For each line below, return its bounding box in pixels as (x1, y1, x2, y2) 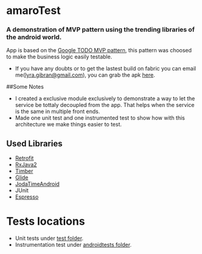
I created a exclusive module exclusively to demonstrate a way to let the (15, 95, 195, 102)
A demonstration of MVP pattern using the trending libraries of (6, 26, 195, 34)
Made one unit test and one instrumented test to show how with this (15, 114, 185, 122)
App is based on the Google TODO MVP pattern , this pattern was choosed (6, 47, 192, 54)
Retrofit (15, 154, 34, 162)
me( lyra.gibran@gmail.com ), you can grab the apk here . (15, 71, 155, 79)
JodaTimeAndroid (15, 180, 59, 188)
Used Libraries (6, 138, 62, 149)
